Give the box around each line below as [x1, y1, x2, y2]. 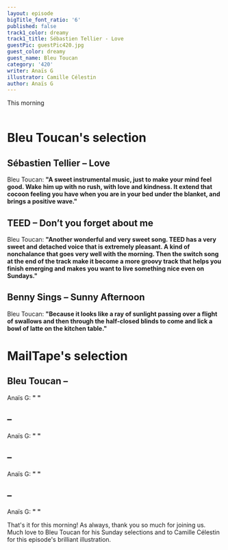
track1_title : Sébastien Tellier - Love [7, 36, 125, 42]
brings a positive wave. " [7, 197, 77, 205]
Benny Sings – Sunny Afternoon [7, 292, 145, 303]
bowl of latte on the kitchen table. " [7, 324, 107, 332]
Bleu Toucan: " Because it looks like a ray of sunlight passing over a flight [7, 310, 218, 318]
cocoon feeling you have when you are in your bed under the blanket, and [7, 190, 220, 199]
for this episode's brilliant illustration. [7, 536, 112, 544]
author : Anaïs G [7, 80, 53, 87]
